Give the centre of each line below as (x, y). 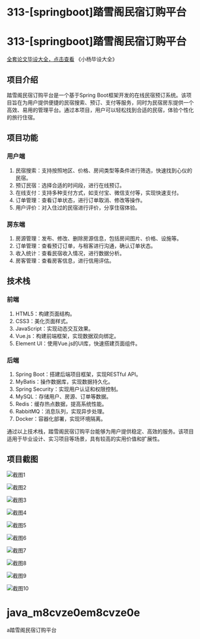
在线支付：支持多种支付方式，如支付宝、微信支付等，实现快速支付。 (99, 192)
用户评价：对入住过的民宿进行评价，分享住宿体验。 (78, 207)
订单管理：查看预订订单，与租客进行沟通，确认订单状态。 (85, 246)
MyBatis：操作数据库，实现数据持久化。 (64, 381)
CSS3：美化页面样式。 (43, 321)
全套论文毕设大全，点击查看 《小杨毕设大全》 (62, 59)
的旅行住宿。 (22, 117)
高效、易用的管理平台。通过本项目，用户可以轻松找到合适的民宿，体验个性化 (100, 110)
